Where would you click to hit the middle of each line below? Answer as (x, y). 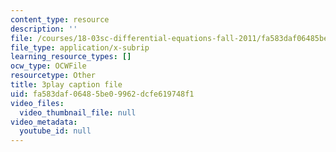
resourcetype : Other (53, 76)
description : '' (44, 29)
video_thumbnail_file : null (78, 112)
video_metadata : (44, 122)
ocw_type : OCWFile (48, 66)
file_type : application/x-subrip (80, 47)
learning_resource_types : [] (71, 57)
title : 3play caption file (66, 85)
